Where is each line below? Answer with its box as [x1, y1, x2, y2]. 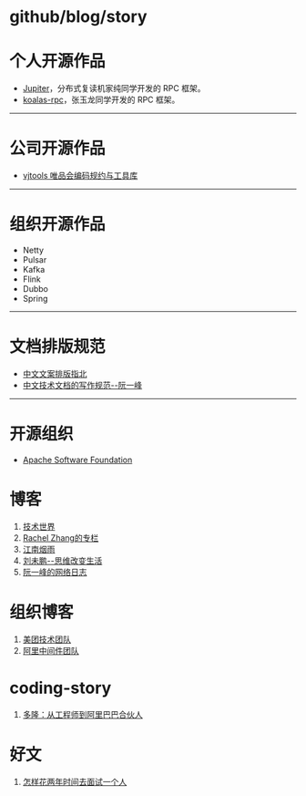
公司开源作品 [9, 139, 107, 159]
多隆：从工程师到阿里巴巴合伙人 [22, 708, 143, 719]
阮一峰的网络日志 [22, 566, 87, 577]
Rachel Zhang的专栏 [22, 532, 99, 543]
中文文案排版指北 [22, 367, 87, 379]
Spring [22, 294, 48, 304]
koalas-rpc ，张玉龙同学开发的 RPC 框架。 [22, 94, 180, 106]
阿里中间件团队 [22, 645, 79, 656]
